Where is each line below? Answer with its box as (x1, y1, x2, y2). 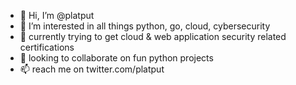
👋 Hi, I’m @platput (19, 10, 95, 21)
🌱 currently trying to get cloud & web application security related (19, 31, 287, 42)
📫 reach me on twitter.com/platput (19, 63, 165, 75)
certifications (19, 41, 75, 53)
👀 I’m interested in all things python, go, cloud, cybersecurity (19, 20, 271, 32)
